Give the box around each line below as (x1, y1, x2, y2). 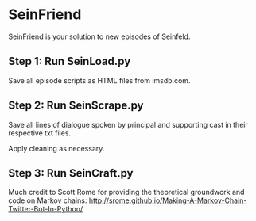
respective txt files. (8, 128, 72, 138)
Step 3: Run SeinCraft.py (8, 166, 134, 180)
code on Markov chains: (8, 196, 87, 205)
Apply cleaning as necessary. (8, 143, 105, 153)
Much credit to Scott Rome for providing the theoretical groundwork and (8, 188, 245, 197)
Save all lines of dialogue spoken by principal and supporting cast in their (8, 120, 248, 129)
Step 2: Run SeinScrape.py (8, 99, 144, 112)
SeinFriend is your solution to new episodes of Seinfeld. (8, 32, 191, 41)
